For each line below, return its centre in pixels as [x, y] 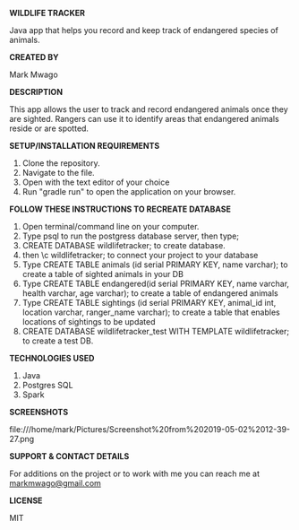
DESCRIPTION [36, 92]
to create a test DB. [58, 341]
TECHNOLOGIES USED [52, 358]
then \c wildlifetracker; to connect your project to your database [140, 255]
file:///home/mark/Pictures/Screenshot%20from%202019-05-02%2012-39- [150, 429]
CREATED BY [34, 57]
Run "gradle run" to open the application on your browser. [129, 191]
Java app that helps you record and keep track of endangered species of [144, 30]
